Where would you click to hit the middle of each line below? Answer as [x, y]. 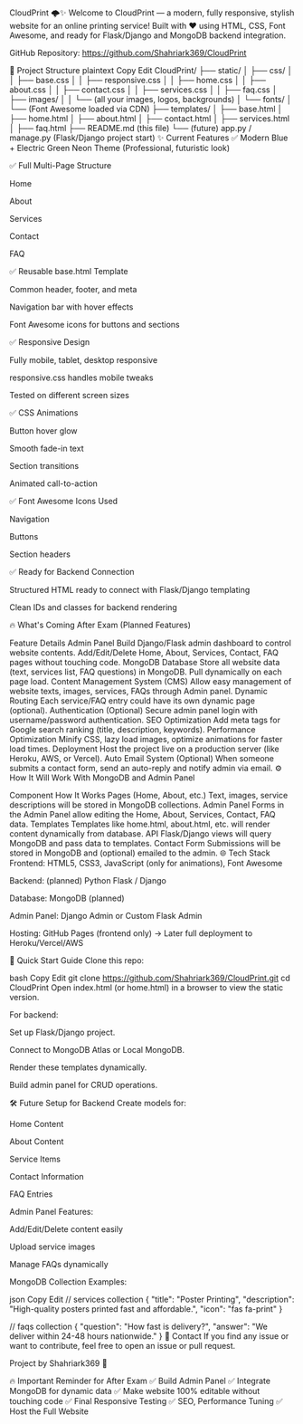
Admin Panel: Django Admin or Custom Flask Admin [106, 916]
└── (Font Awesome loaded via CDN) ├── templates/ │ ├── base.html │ [146, 109]
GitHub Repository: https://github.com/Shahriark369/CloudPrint [128, 53]
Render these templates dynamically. [78, 1067]
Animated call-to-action [53, 483]
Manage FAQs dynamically [59, 1264]
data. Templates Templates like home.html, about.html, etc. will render [140, 824]
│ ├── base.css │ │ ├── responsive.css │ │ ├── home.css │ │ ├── [138, 80]
